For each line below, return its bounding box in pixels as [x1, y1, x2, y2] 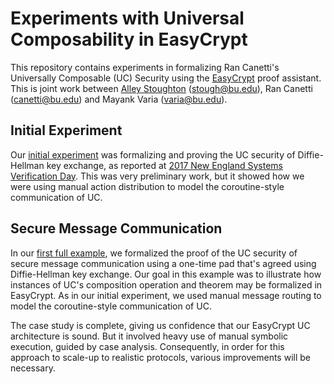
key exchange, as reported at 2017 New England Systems [46, 159, 283, 171]
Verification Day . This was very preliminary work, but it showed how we [10, 170, 305, 182]
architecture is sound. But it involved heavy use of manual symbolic [10, 330, 289, 342]
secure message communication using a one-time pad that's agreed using [10, 257, 317, 269]
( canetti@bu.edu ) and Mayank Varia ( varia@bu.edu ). [10, 93, 228, 105]
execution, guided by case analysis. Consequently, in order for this [10, 340, 285, 352]
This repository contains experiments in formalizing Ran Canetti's [10, 61, 280, 73]
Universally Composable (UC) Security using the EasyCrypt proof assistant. [10, 72, 322, 84]
